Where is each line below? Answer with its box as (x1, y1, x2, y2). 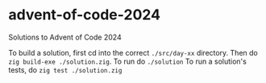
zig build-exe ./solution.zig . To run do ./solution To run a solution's (8, 56, 247, 66)
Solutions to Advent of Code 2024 (8, 32, 123, 42)
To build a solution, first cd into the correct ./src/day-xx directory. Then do (8, 48, 258, 57)
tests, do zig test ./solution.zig (8, 64, 123, 74)
